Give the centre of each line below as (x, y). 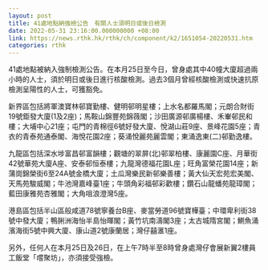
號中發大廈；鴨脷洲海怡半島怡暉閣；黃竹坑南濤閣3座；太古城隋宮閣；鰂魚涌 (134, 220)
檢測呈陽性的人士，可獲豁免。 (57, 90)
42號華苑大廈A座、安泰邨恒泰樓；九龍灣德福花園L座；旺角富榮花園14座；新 (133, 163)
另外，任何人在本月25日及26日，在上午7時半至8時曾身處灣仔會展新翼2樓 (129, 248)
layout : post (30, 16)
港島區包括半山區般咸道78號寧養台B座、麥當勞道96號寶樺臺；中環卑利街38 (132, 211)
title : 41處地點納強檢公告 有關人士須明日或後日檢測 (87, 23)
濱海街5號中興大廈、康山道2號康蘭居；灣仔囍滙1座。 (95, 231)
